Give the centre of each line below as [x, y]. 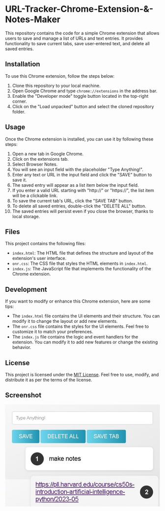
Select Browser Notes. [35, 164]
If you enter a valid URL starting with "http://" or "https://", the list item [83, 190]
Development [26, 289]
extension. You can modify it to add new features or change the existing [85, 342]
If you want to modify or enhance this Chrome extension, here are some [78, 301]
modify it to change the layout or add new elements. [65, 321]
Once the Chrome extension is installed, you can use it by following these [79, 139]
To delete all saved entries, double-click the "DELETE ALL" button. [79, 206]
